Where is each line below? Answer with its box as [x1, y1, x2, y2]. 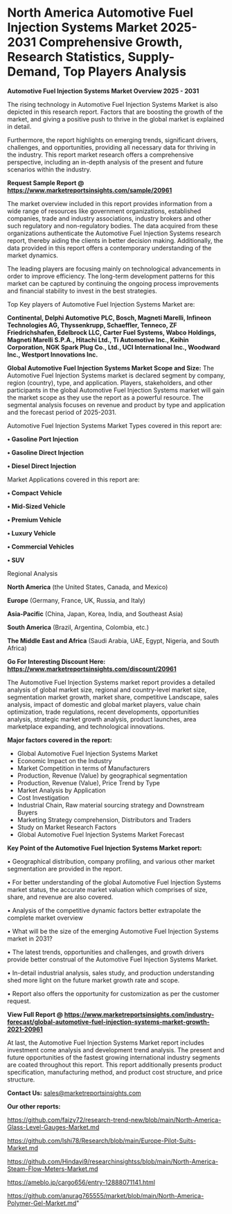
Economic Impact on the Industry [17, 756, 112, 764]
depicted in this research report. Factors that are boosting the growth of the [7, 108, 223, 116]
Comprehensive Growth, [39, 35, 183, 50]
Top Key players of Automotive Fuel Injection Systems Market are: [7, 300, 195, 308]
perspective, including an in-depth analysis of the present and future [7, 157, 204, 166]
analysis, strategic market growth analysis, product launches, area [7, 715, 197, 723]
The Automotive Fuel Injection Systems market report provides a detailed [7, 678, 216, 686]
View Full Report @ [7, 1010, 64, 1018]
